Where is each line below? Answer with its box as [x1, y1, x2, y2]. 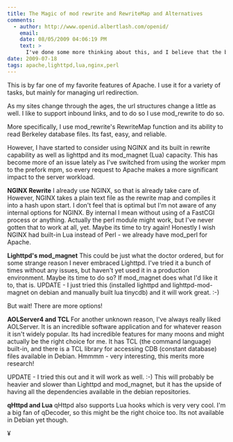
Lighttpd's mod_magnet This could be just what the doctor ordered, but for [7, 251, 224, 260]
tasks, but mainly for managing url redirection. [7, 88, 139, 96]
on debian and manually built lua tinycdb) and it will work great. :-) [30, 288, 220, 296]
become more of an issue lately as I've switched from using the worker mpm [7, 158, 226, 167]
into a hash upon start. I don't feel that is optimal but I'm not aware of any [7, 201, 217, 209]
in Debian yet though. [7, 416, 69, 424]
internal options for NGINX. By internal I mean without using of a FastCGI [7, 208, 215, 216]
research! [7, 359, 35, 368]
